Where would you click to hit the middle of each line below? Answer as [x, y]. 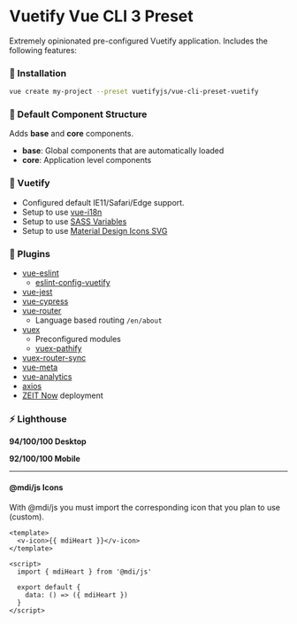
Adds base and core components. [72, 134]
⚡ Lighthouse [38, 418]
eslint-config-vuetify [72, 282]
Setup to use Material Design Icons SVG [95, 230]
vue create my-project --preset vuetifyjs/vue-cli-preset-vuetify [134, 92]
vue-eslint [40, 273]
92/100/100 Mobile [45, 459]
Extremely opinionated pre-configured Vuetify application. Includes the [138, 41]
